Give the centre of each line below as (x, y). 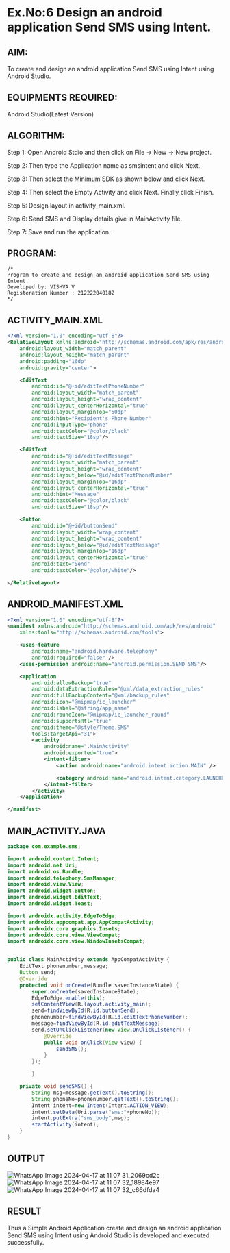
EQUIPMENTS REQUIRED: (62, 98)
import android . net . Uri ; (42, 865)
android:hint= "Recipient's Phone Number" (92, 418)
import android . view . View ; (46, 884)
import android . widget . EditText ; (55, 897)
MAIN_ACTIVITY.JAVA (56, 831)
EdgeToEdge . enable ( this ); (69, 998)
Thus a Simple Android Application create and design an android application (114, 1228)
